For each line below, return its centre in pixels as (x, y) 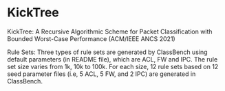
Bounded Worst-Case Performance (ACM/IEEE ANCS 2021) (91, 38)
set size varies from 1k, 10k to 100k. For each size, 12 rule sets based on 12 (113, 66)
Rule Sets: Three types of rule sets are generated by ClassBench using (107, 52)
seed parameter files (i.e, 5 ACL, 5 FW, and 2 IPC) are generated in (101, 74)
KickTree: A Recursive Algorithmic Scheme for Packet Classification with (110, 31)
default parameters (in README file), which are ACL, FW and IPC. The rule (112, 59)
